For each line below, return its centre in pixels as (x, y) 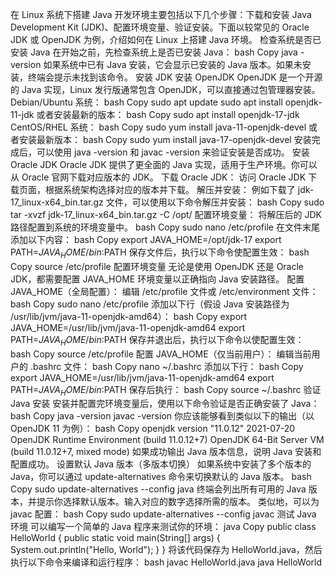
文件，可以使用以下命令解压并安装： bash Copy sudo (215, 202)
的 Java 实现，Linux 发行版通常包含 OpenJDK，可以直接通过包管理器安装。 (165, 89)
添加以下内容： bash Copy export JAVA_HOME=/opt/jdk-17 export (146, 239)
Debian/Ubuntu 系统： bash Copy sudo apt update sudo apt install (146, 102)
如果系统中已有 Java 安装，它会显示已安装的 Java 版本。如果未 (173, 64)
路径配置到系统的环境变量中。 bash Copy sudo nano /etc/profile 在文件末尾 (165, 227)
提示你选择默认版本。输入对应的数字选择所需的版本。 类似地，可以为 (178, 502)
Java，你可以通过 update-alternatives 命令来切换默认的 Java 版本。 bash (161, 477)
